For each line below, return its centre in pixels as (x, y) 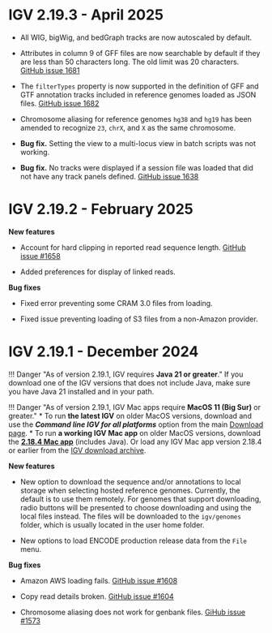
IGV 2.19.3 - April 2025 (86, 15)
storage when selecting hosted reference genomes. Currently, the (130, 490)
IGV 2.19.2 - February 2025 (101, 209)
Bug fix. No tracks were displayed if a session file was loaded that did (136, 167)
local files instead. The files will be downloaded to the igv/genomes (130, 516)
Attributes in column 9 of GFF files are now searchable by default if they (140, 53)
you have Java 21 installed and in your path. (81, 391)
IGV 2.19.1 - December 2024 (104, 352)
